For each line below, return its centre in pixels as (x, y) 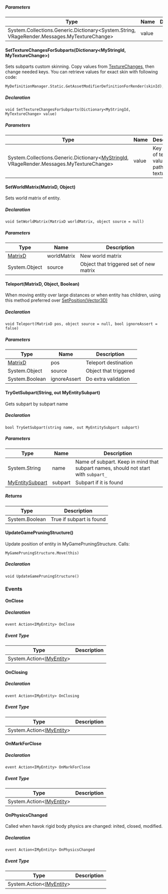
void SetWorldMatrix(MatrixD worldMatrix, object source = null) (74, 222)
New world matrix (100, 256)
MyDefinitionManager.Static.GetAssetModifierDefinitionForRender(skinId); (85, 86)
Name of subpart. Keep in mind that (117, 462)
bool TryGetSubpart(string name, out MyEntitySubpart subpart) (72, 427)
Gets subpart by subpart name (37, 404)
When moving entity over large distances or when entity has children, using (83, 295)
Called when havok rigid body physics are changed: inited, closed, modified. (84, 826)
